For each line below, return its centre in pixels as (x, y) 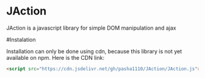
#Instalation (21, 39)
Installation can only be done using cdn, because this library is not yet (94, 51)
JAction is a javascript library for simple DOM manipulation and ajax (91, 28)
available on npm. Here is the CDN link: (56, 57)
